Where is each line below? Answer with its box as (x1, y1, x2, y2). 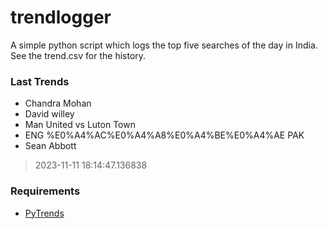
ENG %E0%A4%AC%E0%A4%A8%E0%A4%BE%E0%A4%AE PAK (24, 129, 305, 141)
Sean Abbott (24, 140, 77, 152)
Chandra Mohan (24, 97, 92, 110)
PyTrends (24, 207, 65, 219)
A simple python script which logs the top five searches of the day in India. (10, 39, 318, 51)
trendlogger (10, 6, 112, 29)
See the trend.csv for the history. (10, 49, 147, 61)
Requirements (10, 184, 81, 198)
